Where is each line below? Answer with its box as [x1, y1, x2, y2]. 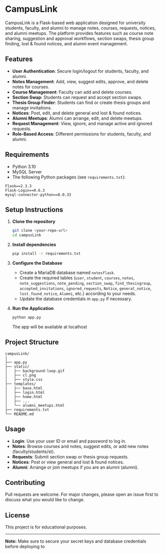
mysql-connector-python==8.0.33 [5, 192, 71, 197]
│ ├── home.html [5, 394, 43, 399]
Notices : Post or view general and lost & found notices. [12, 459, 124, 465]
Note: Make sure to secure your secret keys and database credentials [5, 538, 146, 544]
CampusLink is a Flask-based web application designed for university [5, 20, 146, 26]
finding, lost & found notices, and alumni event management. [5, 40, 128, 46]
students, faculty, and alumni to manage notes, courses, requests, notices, [5, 25, 156, 31]
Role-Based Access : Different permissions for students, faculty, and [12, 131, 151, 137]
